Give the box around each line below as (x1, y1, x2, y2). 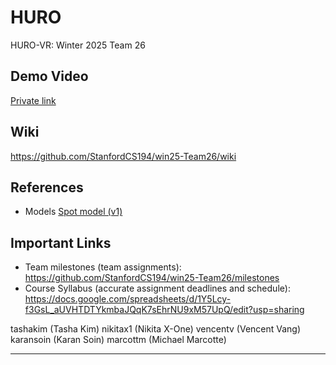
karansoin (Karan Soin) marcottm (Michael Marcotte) (10, 334, 227, 346)
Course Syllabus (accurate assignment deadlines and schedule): (24, 282, 291, 295)
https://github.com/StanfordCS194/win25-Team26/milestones (24, 272, 280, 284)
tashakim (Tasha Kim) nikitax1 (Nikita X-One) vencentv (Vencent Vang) (10, 323, 302, 335)
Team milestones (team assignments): (24, 261, 182, 273)
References (10, 179, 84, 196)
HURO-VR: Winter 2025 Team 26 (10, 39, 146, 51)
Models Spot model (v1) (24, 206, 123, 218)
